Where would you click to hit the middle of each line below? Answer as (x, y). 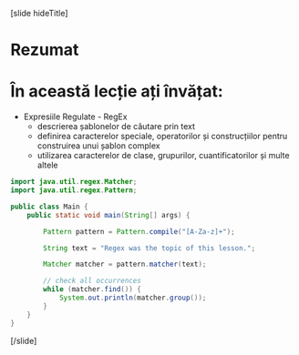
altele (47, 165)
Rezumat (45, 50)
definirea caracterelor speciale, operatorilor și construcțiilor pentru (162, 137)
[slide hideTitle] (39, 13)
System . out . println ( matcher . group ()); (133, 298)
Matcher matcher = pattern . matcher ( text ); (125, 264)
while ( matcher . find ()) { (93, 289)
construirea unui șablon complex (98, 146)
